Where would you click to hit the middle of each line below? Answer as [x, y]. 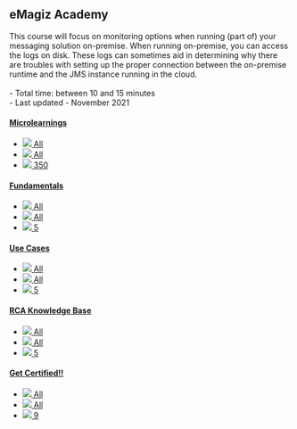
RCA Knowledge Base [50, 310]
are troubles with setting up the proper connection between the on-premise [148, 64]
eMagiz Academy [59, 15]
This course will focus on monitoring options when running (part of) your [143, 36]
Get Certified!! [37, 373]
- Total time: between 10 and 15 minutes [82, 93]
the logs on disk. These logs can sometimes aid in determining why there [144, 55]
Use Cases [30, 248]
